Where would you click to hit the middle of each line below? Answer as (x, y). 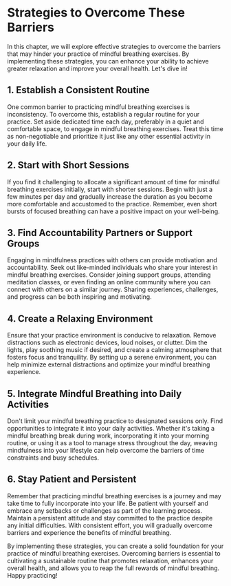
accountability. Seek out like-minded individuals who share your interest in (112, 268)
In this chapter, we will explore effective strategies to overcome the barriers (114, 46)
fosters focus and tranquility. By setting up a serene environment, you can (112, 358)
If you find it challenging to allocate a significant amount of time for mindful (113, 182)
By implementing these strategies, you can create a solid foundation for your (115, 546)
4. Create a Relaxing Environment (80, 319)
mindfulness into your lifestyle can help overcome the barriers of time (106, 450)
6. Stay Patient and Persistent (72, 479)
